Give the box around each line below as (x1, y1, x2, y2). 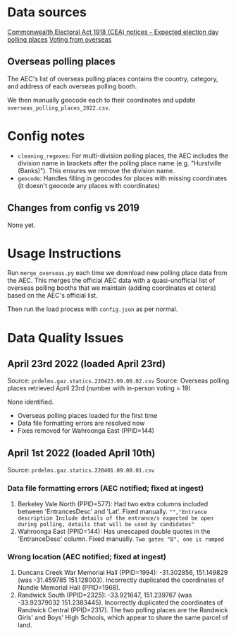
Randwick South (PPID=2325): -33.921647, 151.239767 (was (17, 590, 192, 599)
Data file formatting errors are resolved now (17, 419, 145, 428)
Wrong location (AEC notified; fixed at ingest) (7, 552, 167, 562)
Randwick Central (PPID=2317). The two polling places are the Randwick (17, 605, 228, 614)
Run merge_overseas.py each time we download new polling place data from (7, 269, 228, 277)
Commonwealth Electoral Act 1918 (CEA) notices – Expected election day (7, 28, 219, 36)
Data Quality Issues (7, 330, 124, 346)
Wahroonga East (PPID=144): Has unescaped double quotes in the (17, 527, 211, 535)
